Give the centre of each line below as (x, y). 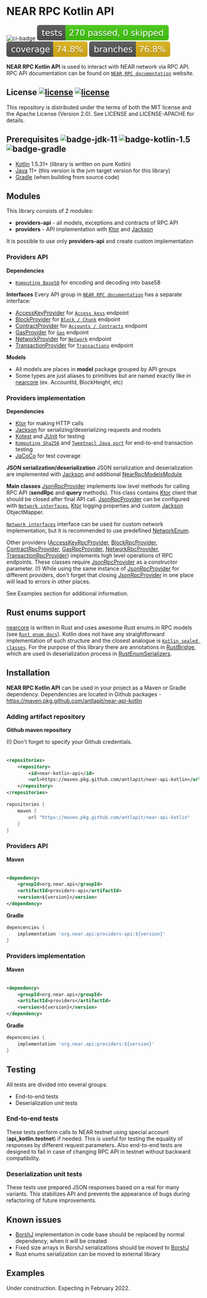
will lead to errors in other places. (48, 582)
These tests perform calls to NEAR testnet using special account (88, 1132)
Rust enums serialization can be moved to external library (88, 1254)
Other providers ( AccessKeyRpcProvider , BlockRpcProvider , (82, 542)
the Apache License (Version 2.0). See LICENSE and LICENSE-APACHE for (100, 113)
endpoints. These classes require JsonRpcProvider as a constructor (92, 562)
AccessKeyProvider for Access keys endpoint (72, 313)
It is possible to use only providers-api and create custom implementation (100, 241)
